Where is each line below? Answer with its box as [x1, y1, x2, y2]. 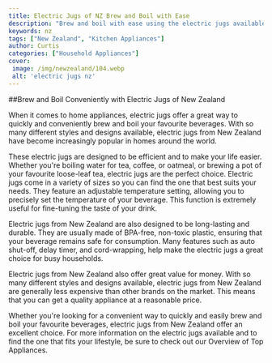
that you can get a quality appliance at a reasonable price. [8, 295, 202, 305]
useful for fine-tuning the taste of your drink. [8, 203, 158, 213]
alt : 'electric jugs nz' [11, 72, 96, 80]
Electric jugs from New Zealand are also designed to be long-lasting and [8, 219, 250, 228]
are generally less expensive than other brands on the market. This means [8, 286, 257, 296]
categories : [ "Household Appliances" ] [8, 49, 139, 58]
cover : [8, 58, 31, 66]
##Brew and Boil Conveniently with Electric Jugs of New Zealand [8, 94, 226, 104]
